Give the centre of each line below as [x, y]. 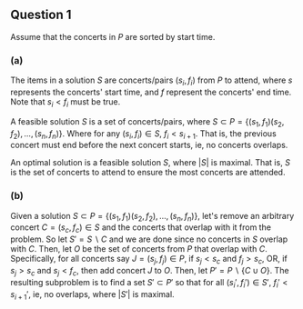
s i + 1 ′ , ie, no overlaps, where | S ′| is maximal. [93, 295]
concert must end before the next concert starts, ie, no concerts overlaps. [149, 145]
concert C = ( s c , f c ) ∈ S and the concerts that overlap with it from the [141, 229]
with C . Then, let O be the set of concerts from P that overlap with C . [139, 249]
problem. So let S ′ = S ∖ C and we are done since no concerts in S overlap [149, 239]
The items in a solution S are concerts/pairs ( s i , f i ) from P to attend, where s [151, 81]
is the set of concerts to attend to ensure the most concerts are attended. [148, 173]
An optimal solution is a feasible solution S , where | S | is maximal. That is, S [150, 163]
